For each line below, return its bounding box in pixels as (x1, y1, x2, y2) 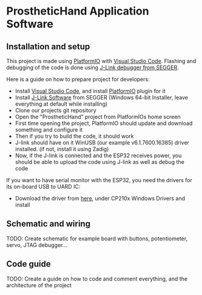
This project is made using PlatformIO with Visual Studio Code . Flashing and (6, 58, 197, 64)
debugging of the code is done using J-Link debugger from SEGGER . (6, 64, 179, 71)
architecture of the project (6, 281, 72, 289)
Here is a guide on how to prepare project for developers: (6, 76, 150, 83)
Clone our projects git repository (15, 107, 97, 114)
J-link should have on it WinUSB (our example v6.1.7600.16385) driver (15, 139, 190, 146)
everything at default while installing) (15, 100, 108, 107)
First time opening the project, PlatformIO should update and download (15, 120, 193, 127)
